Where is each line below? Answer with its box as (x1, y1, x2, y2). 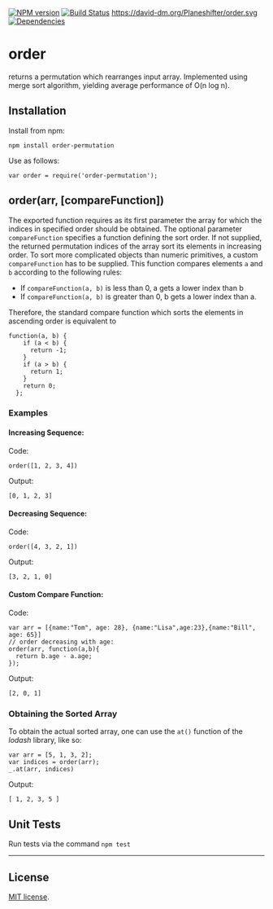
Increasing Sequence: (8, 428, 84, 437)
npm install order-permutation (8, 141, 115, 150)
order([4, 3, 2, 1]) (8, 542, 79, 551)
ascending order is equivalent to (8, 316, 116, 326)
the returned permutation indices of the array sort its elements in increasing (8, 241, 262, 251)
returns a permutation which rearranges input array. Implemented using (8, 72, 248, 81)
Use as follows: (8, 156, 60, 165)
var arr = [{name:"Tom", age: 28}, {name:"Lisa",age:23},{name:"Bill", (8, 624, 256, 632)
